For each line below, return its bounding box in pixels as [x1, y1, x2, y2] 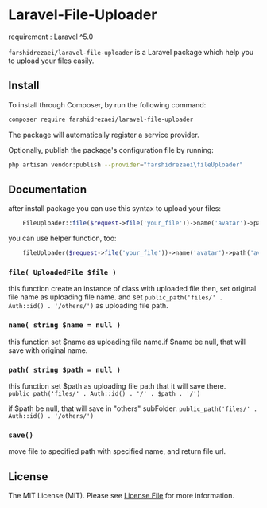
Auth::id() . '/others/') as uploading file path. [8, 301, 168, 311]
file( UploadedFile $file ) [8, 268, 117, 276]
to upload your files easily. [8, 56, 95, 65]
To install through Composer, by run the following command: [8, 100, 207, 109]
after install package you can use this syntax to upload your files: [8, 204, 221, 213]
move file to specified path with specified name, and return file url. [8, 447, 226, 456]
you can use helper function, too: [8, 233, 117, 244]
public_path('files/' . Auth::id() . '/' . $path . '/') [8, 389, 201, 397]
